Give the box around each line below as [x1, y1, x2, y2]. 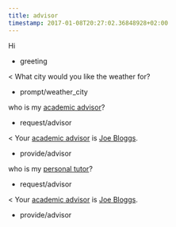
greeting [19, 56, 48, 66]
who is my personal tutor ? [8, 164, 94, 173]
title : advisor [8, 11, 59, 20]
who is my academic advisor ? [8, 102, 105, 112]
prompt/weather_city [19, 87, 89, 96]
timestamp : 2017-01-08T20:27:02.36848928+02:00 [8, 19, 169, 27]
